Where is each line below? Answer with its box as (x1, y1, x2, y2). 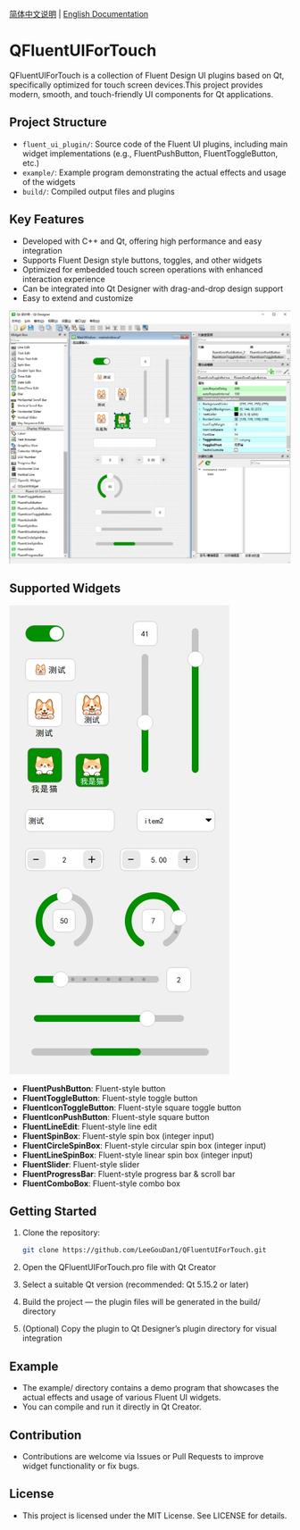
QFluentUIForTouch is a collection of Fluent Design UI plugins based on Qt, (9, 70, 285, 80)
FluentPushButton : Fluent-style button (21, 1083, 166, 1093)
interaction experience (21, 273, 105, 284)
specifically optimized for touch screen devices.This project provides (9, 79, 263, 90)
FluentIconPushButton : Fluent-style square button (21, 1111, 210, 1122)
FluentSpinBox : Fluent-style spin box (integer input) (21, 1130, 214, 1141)
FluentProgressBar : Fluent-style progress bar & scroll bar (21, 1168, 236, 1179)
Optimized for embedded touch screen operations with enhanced (21, 263, 263, 275)
